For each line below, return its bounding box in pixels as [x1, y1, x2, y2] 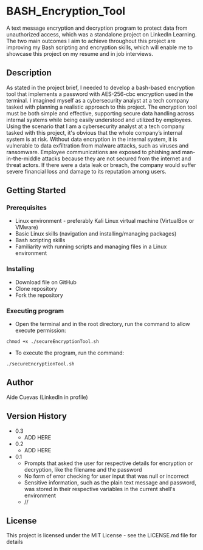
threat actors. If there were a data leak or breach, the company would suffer [6, 161, 196, 168]
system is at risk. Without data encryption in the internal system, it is [6, 135, 177, 143]
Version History [6, 411, 67, 421]
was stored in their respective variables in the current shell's [24, 485, 176, 492]
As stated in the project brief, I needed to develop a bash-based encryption [6, 84, 195, 91]
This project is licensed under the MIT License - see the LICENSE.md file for [6, 532, 197, 539]
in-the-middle [6, 155, 41, 162]
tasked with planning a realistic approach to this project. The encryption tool [6, 103, 198, 110]
